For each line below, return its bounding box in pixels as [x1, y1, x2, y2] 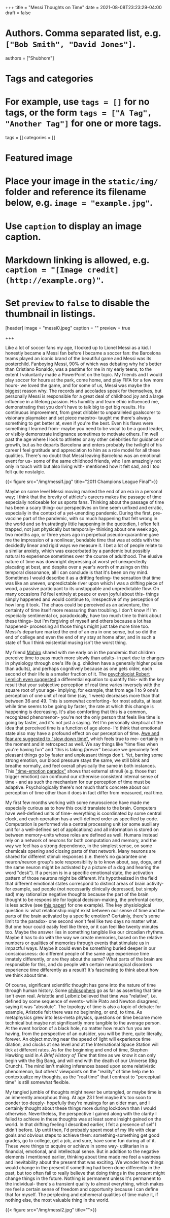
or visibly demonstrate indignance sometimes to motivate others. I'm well [5, 431, 158, 437]
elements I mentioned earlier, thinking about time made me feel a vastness [5, 1153, 161, 1160]
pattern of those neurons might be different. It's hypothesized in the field [5, 875, 157, 881]
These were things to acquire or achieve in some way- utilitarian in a [5, 1143, 148, 1149]
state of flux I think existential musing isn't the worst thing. [5, 639, 127, 646]
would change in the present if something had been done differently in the [5, 1164, 160, 1170]
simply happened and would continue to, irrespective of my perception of [5, 596, 159, 602]
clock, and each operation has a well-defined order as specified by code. [5, 815, 158, 822]
